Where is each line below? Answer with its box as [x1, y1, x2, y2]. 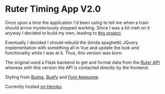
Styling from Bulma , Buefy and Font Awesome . [5, 74, 99, 80]
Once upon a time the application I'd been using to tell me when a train [5, 20, 149, 25]
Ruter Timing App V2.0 [5, 3, 101, 15]
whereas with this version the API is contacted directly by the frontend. [5, 65, 149, 70]
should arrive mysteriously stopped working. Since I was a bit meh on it [5, 24, 150, 30]
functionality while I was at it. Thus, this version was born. [5, 50, 123, 56]
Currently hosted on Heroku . [5, 83, 63, 89]
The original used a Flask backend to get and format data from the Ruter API [5, 59, 160, 65]
